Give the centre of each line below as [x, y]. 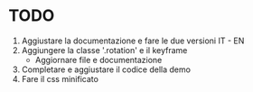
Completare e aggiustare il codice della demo [106, 69]
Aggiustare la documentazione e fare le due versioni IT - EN [133, 41]
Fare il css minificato [60, 78]
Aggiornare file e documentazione [98, 60]
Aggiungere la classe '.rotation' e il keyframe [104, 50]
